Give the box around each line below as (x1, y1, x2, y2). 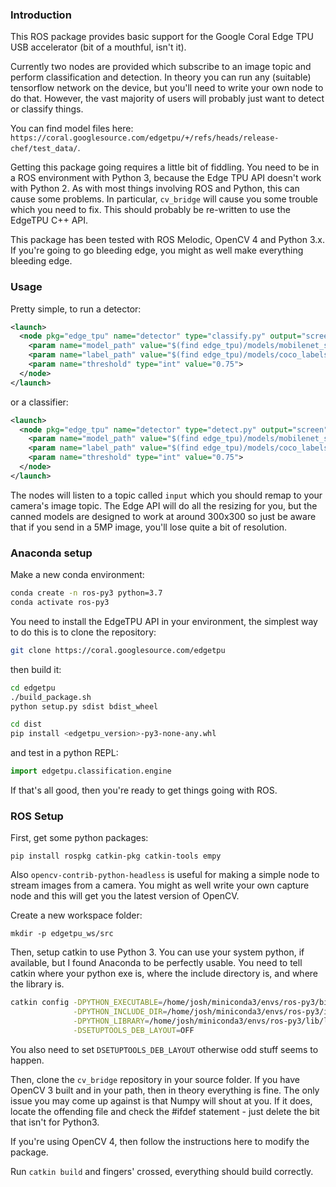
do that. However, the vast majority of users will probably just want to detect (10, 93, 325, 105)
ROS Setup (10, 809, 64, 823)
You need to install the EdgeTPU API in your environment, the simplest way (10, 615, 318, 627)
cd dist (10, 719, 43, 730)
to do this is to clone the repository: (10, 626, 157, 638)
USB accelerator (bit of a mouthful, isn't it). (10, 41, 187, 53)
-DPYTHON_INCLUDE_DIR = (73, 1007, 168, 1017)
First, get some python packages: (10, 832, 149, 844)
